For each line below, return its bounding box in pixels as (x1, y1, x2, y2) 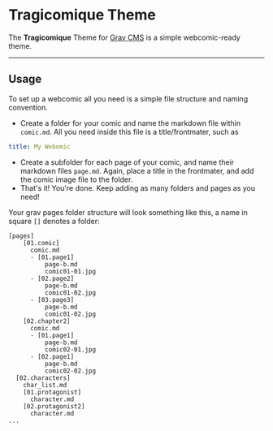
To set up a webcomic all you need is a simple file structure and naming (8, 93, 249, 103)
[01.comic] (23, 239, 60, 247)
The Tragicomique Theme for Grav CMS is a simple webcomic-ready (8, 32, 241, 42)
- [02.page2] (29, 274, 75, 282)
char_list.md (23, 381, 67, 389)
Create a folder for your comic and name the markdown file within (19, 118, 241, 127)
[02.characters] (15, 373, 71, 382)
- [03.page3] (29, 295, 75, 304)
